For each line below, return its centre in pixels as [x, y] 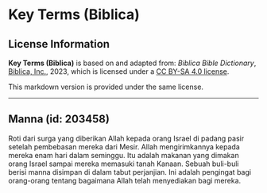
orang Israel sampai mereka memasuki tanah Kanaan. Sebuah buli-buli [124, 164]
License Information [59, 44]
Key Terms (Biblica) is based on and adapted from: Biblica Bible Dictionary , [132, 63]
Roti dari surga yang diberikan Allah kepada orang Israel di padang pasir [126, 138]
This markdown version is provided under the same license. [106, 87]
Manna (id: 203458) [59, 120]
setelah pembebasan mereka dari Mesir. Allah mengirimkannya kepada [124, 147]
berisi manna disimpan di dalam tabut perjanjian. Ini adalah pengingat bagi [130, 172]
